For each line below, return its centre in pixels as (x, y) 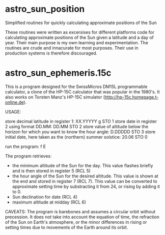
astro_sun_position (45, 9)
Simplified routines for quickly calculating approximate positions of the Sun (81, 23)
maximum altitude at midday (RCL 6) (49, 202)
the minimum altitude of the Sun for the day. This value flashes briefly (82, 165)
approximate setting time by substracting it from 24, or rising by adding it (86, 186)
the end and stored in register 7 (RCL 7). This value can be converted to (85, 181)
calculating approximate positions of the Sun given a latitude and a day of (79, 37)
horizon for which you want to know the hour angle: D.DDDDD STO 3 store (80, 132)
